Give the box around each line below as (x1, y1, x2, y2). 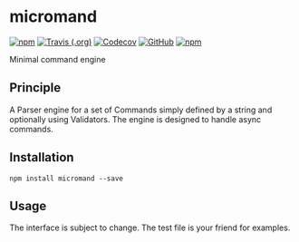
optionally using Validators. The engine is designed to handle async (9, 113, 262, 124)
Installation (9, 150, 74, 165)
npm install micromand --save (9, 174, 124, 183)
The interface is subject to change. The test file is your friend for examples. (9, 222, 291, 233)
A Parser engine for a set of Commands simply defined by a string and (9, 104, 273, 115)
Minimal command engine (9, 53, 106, 64)
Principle (9, 80, 62, 96)
